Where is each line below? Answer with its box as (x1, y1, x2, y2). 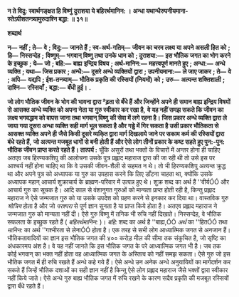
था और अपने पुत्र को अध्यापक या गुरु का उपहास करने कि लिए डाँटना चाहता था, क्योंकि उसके (7, 170, 213, 178)
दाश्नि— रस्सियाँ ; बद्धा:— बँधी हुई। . (7, 83, 91, 92)
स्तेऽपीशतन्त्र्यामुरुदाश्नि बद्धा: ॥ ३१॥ (7, 15, 87, 23)
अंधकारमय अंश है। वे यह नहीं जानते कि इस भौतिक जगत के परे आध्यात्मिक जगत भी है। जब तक (7, 242, 222, 250)
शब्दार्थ (7, 29, 22, 37)
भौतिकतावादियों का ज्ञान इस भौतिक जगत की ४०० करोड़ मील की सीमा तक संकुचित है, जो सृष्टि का (7, 234, 226, 242)
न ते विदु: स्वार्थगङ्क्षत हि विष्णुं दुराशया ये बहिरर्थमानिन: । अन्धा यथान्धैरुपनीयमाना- (7, 7, 188, 15)
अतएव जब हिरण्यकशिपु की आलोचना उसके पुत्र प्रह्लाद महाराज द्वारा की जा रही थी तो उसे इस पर (7, 154, 216, 162)
